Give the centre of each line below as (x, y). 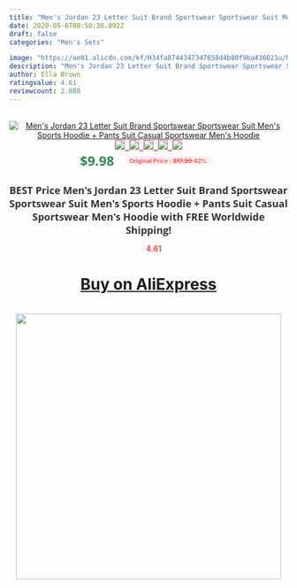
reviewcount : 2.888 (45, 91)
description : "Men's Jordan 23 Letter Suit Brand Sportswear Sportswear (146, 66)
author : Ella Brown (45, 75)
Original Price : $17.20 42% (168, 160)
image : (21, 58)
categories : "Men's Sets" (57, 42)
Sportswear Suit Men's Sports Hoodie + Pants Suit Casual (148, 203)
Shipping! (148, 230)
